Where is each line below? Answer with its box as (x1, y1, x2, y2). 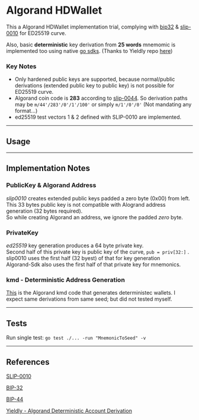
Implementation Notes (6, 163, 91, 173)
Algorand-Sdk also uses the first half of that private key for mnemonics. (6, 261, 181, 268)
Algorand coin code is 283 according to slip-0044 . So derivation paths (14, 94, 188, 102)
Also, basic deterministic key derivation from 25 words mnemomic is (6, 41, 176, 48)
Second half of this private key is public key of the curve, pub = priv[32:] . (6, 248, 190, 255)
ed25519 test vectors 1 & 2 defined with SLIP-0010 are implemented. (14, 113, 182, 121)
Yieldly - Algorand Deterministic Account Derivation (6, 407, 132, 414)
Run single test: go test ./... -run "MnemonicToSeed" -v (6, 334, 146, 342)
